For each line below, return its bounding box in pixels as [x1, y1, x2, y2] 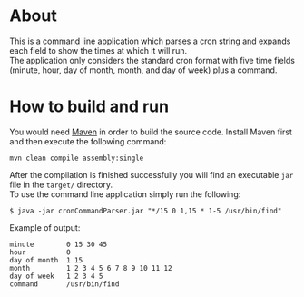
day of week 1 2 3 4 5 [9, 272, 103, 281]
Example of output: [9, 222, 81, 233]
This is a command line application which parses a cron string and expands [9, 35, 291, 46]
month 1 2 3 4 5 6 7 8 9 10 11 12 [9, 263, 172, 272]
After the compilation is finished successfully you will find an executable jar [9, 169, 294, 180]
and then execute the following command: [9, 135, 167, 146]
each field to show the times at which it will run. [9, 45, 188, 55]
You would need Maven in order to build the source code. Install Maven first [9, 126, 293, 137]
